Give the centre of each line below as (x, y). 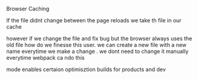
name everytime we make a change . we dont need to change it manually (97, 51)
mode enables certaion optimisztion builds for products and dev (86, 69)
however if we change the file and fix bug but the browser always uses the (99, 38)
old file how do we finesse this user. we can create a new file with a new (96, 45)
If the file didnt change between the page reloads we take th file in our (94, 20)
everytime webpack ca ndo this (45, 58)
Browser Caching (28, 9)
